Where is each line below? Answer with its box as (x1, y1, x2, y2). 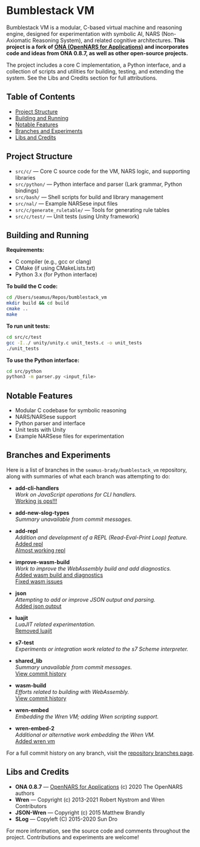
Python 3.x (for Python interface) (15, 271, 98, 278)
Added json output (15, 602, 62, 610)
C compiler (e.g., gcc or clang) (15, 258, 92, 265)
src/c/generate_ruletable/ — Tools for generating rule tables (15, 206, 170, 213)
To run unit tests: (6, 322, 50, 330)
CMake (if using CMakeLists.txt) (15, 265, 96, 272)
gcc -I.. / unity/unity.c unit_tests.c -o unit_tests (6, 339, 142, 346)
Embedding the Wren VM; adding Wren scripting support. (15, 713, 159, 720)
